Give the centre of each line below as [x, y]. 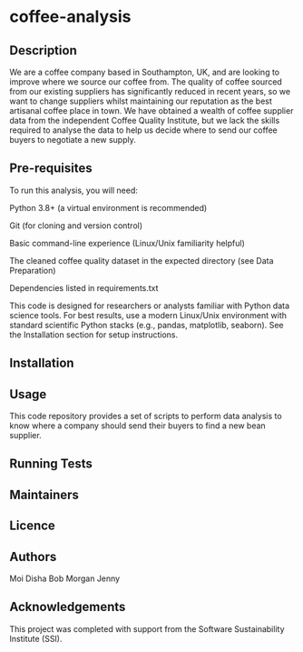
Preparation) [33, 270]
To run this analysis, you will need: [74, 190]
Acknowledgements [68, 607]
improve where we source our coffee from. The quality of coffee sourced [146, 82]
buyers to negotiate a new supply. [73, 140]
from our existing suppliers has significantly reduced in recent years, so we [150, 91]
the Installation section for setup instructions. [94, 335]
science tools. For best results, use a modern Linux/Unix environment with [148, 315]
